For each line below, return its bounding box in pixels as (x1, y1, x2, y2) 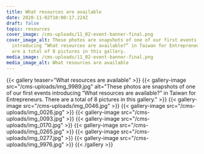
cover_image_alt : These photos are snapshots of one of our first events (6, 37, 197, 43)
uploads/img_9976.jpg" (6, 141, 64, 148)
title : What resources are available (6, 8, 102, 15)
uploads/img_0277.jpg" (6, 134, 64, 141)
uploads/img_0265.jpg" (6, 128, 65, 135)
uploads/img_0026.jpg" (6, 109, 65, 116)
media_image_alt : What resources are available (6, 59, 129, 65)
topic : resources (6, 25, 50, 32)
